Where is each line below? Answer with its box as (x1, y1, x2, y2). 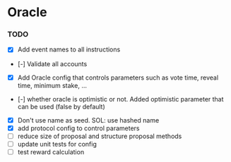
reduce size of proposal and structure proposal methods (17, 132, 182, 140)
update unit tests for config (17, 139, 97, 148)
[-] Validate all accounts (17, 59, 88, 68)
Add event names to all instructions (17, 45, 121, 54)
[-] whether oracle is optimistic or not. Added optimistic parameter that (17, 94, 224, 103)
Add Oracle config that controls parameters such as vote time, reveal (17, 73, 219, 82)
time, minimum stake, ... (17, 81, 87, 89)
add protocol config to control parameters (17, 124, 140, 132)
